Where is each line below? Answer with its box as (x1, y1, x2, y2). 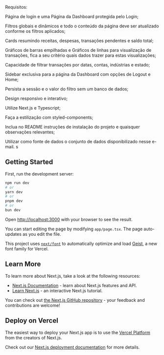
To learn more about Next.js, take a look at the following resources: (5, 273, 141, 279)
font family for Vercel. (5, 245, 49, 251)
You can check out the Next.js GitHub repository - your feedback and (5, 297, 145, 303)
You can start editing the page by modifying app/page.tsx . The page (5, 226, 143, 232)
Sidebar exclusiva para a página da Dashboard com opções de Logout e (5, 71, 151, 77)
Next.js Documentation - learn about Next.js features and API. (12, 282, 137, 288)
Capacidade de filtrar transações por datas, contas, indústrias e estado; (5, 62, 150, 67)
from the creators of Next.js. (5, 334, 62, 340)
